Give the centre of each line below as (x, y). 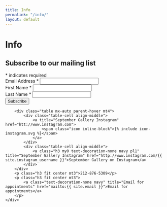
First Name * (19, 88)
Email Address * (22, 81)
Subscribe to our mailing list (51, 63)
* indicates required (26, 75)
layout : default (22, 19)
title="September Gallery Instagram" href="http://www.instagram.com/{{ (84, 156)
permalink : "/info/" (27, 15)
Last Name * (18, 94)
